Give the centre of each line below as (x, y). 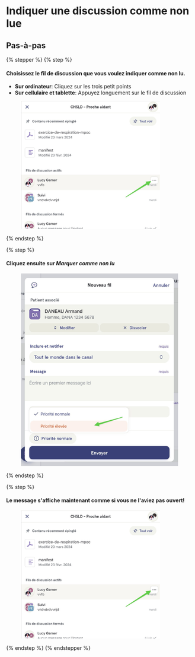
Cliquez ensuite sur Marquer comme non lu (60, 264)
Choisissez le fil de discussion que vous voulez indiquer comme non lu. (96, 73)
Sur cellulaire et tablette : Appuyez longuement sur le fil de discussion (100, 93)
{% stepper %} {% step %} (39, 60)
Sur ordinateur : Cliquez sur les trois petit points (73, 87)
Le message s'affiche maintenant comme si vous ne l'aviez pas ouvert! (95, 500)
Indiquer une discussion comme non (98, 11)
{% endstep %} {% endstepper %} (48, 648)
